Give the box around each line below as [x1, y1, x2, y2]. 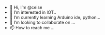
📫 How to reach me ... [9, 25, 55, 30]
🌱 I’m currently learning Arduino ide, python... [9, 15, 101, 20]
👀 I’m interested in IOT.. [9, 9, 57, 15]
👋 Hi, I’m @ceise [9, 5, 43, 10]
